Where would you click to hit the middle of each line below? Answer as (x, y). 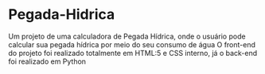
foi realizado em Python (47, 61)
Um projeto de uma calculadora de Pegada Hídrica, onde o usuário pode (127, 36)
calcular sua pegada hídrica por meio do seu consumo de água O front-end (132, 44)
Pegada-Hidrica (62, 15)
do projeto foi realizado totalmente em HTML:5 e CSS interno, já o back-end (133, 53)
